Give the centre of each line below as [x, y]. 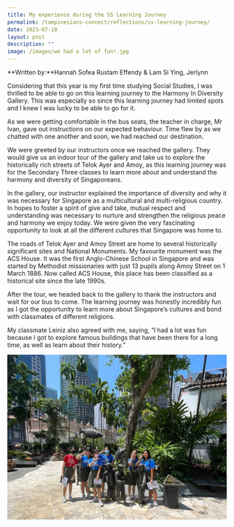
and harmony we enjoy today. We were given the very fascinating [101, 223]
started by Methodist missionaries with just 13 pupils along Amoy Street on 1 [116, 266]
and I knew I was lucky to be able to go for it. [71, 108]
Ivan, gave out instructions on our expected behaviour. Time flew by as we [114, 129]
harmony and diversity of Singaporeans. [65, 179]
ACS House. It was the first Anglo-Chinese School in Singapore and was [111, 259]
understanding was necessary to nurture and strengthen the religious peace [117, 215]
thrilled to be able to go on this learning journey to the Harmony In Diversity [115, 93]
